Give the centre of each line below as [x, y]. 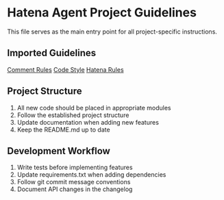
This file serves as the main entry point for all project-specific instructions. [112, 32]
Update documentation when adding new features [88, 122]
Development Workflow [59, 151]
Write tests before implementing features [75, 167]
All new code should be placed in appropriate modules [94, 108]
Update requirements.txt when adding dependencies [91, 175]
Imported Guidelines [52, 53]
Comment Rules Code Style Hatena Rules [66, 69]
